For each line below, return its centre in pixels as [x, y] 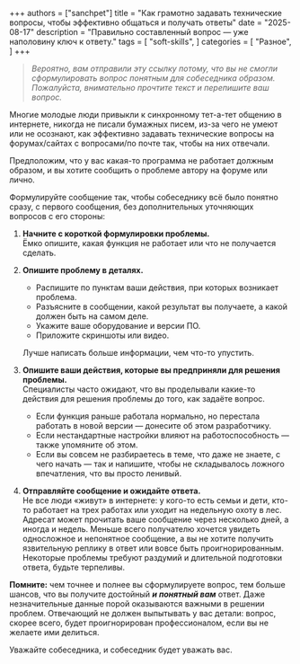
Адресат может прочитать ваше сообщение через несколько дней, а [155, 519]
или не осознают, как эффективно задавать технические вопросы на [142, 133]
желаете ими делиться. [55, 632]
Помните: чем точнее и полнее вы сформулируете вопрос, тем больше [147, 584]
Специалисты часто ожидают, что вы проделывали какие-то [139, 389]
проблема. [56, 297]
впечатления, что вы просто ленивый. [109, 474]
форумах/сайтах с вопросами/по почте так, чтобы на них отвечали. [140, 143]
